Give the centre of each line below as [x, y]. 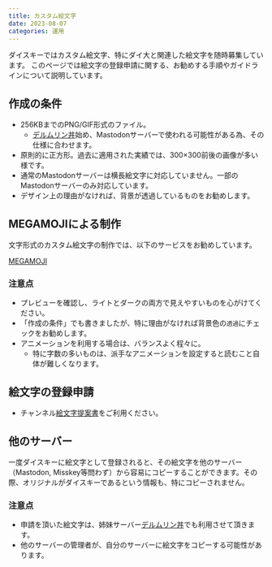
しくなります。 [79, 364]
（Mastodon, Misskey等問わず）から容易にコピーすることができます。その [133, 472]
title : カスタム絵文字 [43, 16]
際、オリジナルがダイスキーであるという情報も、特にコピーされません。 [129, 482]
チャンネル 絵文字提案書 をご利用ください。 [91, 413]
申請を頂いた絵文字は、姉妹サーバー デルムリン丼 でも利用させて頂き [134, 525]
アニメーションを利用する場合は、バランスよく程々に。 [112, 344]
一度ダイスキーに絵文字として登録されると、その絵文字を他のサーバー [125, 462]
